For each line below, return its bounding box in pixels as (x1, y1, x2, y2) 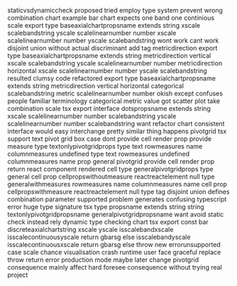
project (7, 270, 28, 279)
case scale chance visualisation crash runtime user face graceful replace (7, 248, 221, 256)
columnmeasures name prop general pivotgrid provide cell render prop (7, 157, 215, 166)
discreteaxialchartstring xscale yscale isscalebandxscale (7, 226, 174, 233)
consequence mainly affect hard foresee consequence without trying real (7, 263, 222, 271)
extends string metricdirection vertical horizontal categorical (7, 82, 184, 90)
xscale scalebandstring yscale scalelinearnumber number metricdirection (7, 59, 222, 67)
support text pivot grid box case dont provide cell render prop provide (7, 134, 211, 143)
